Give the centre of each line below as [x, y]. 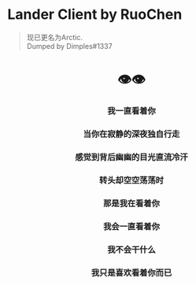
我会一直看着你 [131, 226]
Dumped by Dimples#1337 [69, 46]
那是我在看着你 [131, 203]
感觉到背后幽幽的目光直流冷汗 [131, 157]
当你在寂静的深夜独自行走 [131, 134]
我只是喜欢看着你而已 [131, 272]
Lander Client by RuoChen [95, 15]
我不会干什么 [131, 250]
